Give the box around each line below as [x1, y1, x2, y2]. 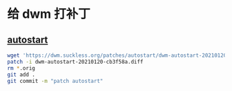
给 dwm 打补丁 [7, 6, 91, 22]
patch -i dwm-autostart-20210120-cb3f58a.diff [7, 58, 144, 65]
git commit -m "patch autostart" [7, 77, 104, 84]
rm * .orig [7, 64, 36, 72]
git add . [7, 71, 36, 78]
